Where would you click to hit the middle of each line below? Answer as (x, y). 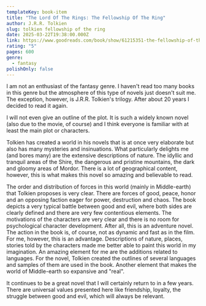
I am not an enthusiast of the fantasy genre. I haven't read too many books (101, 86)
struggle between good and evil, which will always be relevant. (86, 296)
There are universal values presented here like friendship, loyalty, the (93, 290)
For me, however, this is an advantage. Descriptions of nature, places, (94, 239)
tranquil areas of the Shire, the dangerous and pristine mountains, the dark (101, 162)
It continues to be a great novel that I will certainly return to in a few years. (100, 283)
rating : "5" (21, 47)
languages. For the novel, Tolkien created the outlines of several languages (101, 258)
